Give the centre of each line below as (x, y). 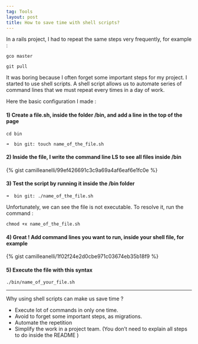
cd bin (14, 134)
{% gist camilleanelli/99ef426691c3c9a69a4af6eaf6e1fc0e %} (82, 170)
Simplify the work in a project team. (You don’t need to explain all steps (101, 329)
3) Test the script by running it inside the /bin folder (70, 184)
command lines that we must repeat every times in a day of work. (85, 90)
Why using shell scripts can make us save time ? (65, 299)
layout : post (22, 17)
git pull (17, 67)
